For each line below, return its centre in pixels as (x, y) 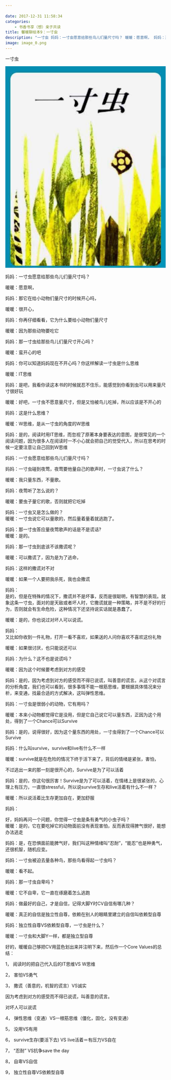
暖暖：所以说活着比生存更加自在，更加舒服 (50, 798)
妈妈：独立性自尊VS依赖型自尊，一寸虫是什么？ (55, 925)
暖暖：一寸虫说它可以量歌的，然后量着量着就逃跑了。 (61, 519)
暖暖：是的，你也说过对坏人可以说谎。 (45, 620)
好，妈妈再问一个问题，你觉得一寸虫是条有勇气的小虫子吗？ (68, 820)
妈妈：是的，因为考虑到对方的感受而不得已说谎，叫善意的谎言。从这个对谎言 (85, 681)
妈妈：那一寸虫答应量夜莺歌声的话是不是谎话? (53, 529)
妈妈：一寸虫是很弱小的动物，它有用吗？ (48, 704)
